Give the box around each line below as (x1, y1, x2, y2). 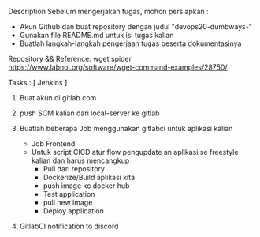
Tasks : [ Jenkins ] (8, 78, 68, 87)
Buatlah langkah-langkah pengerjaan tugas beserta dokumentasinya (19, 39, 242, 48)
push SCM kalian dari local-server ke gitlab (19, 108, 160, 118)
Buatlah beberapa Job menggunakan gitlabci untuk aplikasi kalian (19, 124, 233, 133)
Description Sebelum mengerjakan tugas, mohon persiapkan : (8, 7, 209, 16)
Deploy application (43, 206, 104, 216)
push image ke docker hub (43, 181, 130, 190)
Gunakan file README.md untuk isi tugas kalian (19, 31, 174, 39)
